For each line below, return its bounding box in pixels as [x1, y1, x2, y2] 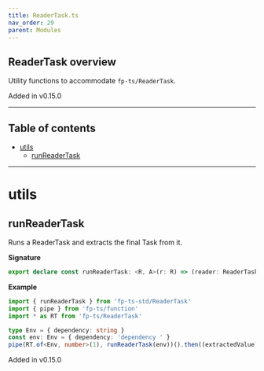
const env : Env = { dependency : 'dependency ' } [8, 333, 170, 342]
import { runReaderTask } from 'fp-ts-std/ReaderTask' [8, 297, 192, 305]
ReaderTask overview [8, 55, 116, 68]
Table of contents [8, 121, 96, 134]
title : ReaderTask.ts [8, 11, 79, 20]
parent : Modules [8, 26, 61, 34]
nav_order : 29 [8, 19, 55, 27]
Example [8, 282, 38, 292]
